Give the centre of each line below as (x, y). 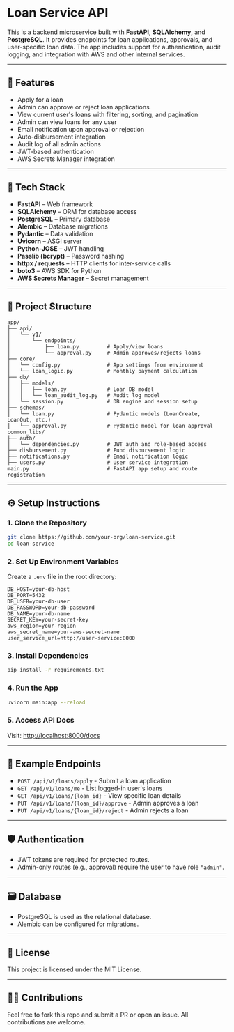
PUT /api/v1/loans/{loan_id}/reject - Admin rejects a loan (103, 810)
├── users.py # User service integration (98, 463)
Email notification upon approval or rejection (81, 129)
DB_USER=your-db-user (39, 602)
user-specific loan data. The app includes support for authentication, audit (114, 47)
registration (26, 475)
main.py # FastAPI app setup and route (102, 469)
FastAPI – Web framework (55, 204)
